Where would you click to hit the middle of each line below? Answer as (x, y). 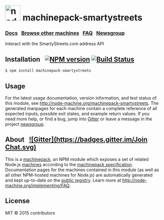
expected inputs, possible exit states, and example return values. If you (77, 113)
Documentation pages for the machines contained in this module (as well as (82, 170)
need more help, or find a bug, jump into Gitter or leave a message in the (79, 119)
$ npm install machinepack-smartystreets (48, 71)
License (17, 201)
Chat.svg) (21, 147)
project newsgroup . (25, 124)
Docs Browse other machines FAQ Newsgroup (65, 33)
